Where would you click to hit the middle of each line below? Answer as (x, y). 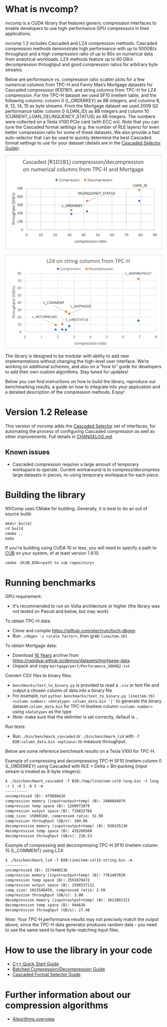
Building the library (45, 495)
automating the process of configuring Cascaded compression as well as (80, 431)
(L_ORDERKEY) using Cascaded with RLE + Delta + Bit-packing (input (76, 766)
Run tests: (15, 727)
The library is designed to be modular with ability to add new (67, 356)
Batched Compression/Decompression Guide (59, 969)
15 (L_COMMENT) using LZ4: (35, 851)
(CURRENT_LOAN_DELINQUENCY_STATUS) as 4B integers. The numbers (80, 116)
